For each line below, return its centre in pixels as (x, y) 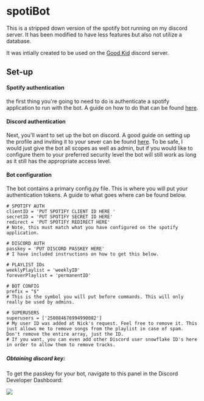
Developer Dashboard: (34, 380)
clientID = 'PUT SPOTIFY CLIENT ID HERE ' (61, 211)
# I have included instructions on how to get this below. (83, 254)
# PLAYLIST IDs (26, 264)
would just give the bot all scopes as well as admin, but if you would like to (100, 148)
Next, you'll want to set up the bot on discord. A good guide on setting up (98, 135)
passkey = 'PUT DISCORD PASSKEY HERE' (55, 249)
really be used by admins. (40, 302)
